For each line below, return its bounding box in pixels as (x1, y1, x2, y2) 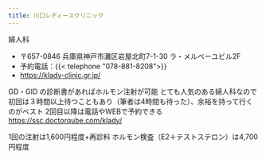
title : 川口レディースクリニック (8, 11, 104, 20)
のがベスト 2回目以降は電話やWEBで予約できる (8, 107, 163, 116)
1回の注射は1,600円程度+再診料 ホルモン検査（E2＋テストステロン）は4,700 (8, 132, 259, 142)
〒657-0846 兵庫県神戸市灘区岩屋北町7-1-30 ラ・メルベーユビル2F (19, 51, 241, 60)
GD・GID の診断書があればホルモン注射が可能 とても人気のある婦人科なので (8, 87, 257, 96)
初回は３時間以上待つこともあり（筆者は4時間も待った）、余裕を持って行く (8, 96, 253, 106)
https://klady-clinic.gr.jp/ (19, 70, 101, 79)
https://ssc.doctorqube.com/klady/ (8, 115, 123, 125)
